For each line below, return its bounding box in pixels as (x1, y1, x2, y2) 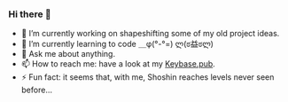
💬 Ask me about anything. (20, 49, 116, 59)
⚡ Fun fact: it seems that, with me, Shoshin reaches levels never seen (20, 72, 275, 82)
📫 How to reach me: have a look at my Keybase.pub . (20, 59, 216, 69)
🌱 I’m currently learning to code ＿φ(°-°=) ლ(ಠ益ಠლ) (20, 39, 214, 50)
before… (20, 84, 52, 96)
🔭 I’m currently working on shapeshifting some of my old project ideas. (20, 28, 280, 39)
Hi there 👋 (8, 8, 52, 20)
